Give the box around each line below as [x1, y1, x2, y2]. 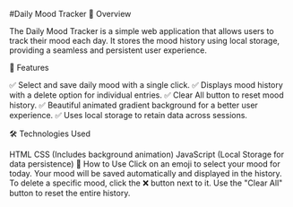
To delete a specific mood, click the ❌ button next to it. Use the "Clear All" [9, 177, 283, 188]
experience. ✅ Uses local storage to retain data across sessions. [9, 110, 248, 120]
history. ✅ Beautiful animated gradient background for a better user [9, 99, 258, 110]
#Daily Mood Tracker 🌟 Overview [9, 9, 132, 19]
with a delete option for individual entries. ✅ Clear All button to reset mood [9, 90, 284, 100]
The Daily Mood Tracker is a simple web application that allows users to [9, 26, 275, 36]
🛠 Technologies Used [9, 128, 91, 139]
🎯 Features [9, 63, 49, 73]
